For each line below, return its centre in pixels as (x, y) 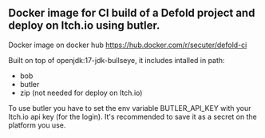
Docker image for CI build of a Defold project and (132, 13)
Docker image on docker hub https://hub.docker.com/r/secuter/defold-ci (128, 45)
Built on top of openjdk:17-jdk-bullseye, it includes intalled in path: (117, 60)
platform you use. (37, 125)
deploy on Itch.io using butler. (84, 26)
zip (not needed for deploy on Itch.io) (81, 93)
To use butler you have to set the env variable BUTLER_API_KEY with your (130, 108)
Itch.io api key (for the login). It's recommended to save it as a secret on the (132, 116)
